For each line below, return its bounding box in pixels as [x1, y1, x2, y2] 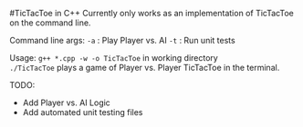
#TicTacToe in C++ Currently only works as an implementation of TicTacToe [9, 8, 294, 18]
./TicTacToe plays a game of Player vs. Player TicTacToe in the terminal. [9, 63, 280, 73]
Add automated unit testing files [22, 107, 143, 117]
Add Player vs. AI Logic [22, 97, 111, 108]
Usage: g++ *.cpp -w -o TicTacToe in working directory [9, 53, 219, 63]
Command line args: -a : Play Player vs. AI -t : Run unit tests [9, 35, 235, 45]
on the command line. [9, 17, 91, 28]
